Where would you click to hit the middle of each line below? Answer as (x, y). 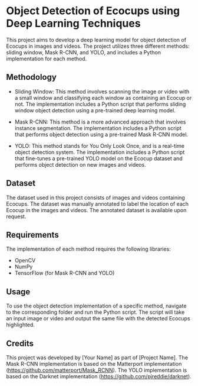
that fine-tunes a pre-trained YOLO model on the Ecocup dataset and (98, 158)
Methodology (32, 77)
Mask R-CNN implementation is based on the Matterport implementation (94, 364)
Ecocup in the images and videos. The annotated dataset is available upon (96, 210)
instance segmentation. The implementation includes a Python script (98, 128)
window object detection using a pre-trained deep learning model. (95, 110)
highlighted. (21, 325)
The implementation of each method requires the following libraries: (88, 249)
